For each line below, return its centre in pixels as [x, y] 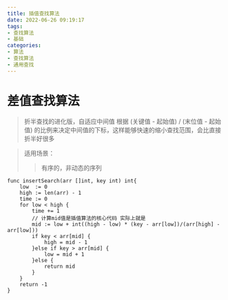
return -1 [34, 284]
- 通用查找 [21, 65]
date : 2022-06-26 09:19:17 [46, 20]
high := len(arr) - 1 [50, 193]
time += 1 [46, 211]
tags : [15, 26]
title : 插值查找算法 [33, 13]
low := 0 [34, 186]
